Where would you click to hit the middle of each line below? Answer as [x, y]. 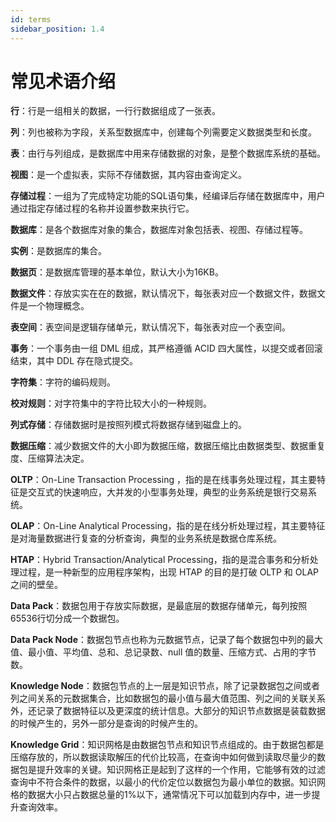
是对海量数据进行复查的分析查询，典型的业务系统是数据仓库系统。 [146, 538]
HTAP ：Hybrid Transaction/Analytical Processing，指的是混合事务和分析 [160, 560]
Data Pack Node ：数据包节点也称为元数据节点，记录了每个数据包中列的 [158, 640]
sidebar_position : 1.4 [57, 29]
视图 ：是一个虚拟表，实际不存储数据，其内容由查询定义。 [128, 175]
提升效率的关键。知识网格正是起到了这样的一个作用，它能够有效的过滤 [181, 770]
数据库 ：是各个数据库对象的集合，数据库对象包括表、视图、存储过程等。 [159, 230]
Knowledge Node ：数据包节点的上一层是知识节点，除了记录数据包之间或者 [165, 686]
